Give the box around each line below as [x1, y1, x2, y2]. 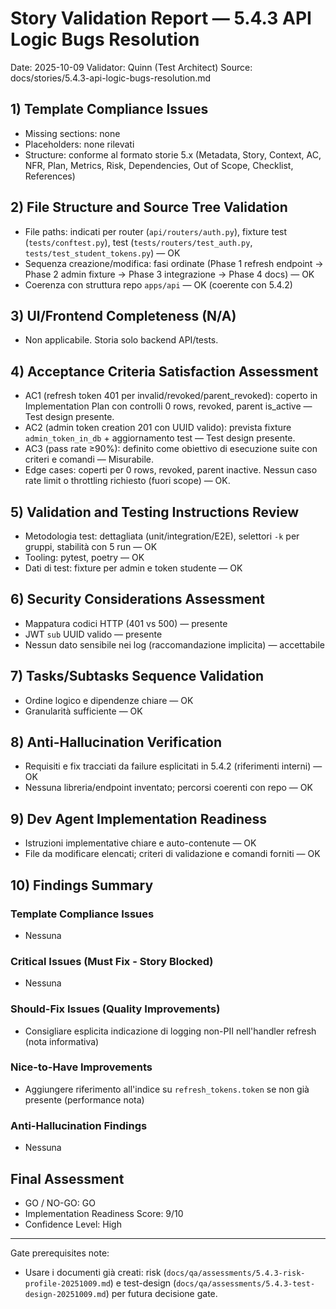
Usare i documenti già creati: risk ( [24, 1266, 167, 1278]
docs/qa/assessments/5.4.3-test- [176, 1278, 316, 1289]
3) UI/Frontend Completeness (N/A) [10, 307, 237, 324]
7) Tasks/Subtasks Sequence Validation [10, 668, 265, 685]
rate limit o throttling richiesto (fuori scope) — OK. [24, 475, 231, 487]
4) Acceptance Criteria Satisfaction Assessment [10, 363, 319, 380]
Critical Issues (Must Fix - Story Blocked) [10, 954, 214, 968]
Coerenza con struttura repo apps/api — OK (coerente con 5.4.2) [24, 278, 293, 291]
